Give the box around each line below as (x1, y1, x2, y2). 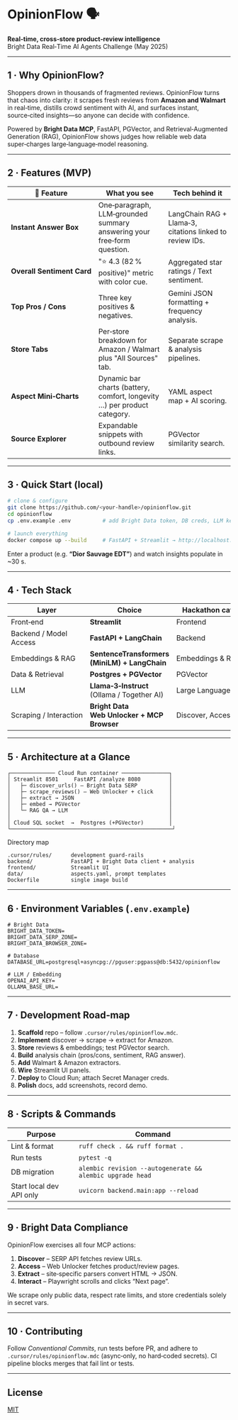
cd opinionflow (7, 511, 52, 518)
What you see (106, 188, 154, 198)
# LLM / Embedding (7, 971, 62, 979)
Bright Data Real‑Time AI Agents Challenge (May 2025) (7, 42, 169, 50)
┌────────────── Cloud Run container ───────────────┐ (7, 770, 173, 777)
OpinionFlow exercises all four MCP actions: (7, 1240, 136, 1249)
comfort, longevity (98, 391, 159, 401)
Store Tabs (11, 344, 48, 354)
